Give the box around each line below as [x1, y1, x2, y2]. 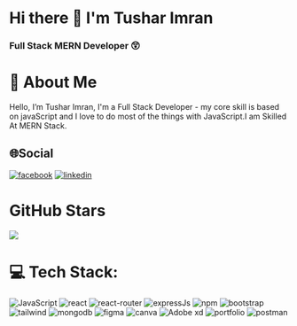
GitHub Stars [9, 201, 106, 221]
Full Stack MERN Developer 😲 [9, 40, 141, 52]
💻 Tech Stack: [9, 261, 119, 282]
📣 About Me [9, 73, 98, 92]
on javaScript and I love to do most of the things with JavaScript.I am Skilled [9, 111, 287, 122]
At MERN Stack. [9, 120, 67, 131]
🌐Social [9, 146, 54, 161]
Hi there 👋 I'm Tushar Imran [9, 8, 214, 28]
